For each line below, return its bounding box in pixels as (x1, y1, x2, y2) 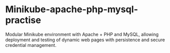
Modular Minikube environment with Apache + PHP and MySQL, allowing (5, 31, 159, 37)
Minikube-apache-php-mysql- (5, 4, 138, 15)
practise (5, 14, 41, 26)
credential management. (5, 42, 57, 48)
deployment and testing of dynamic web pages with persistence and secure (5, 37, 165, 43)
